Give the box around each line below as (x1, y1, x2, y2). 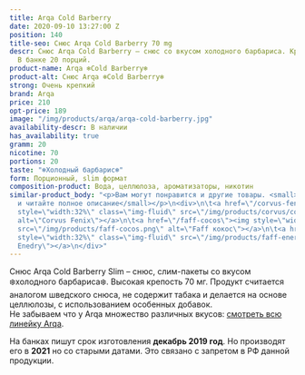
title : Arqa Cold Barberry (9, 13, 112, 23)
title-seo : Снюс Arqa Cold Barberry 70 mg (9, 38, 172, 48)
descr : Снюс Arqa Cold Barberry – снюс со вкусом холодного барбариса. (9, 47, 286, 56)
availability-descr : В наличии (9, 123, 128, 133)
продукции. (9, 355, 54, 366)
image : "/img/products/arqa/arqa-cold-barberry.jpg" (9, 114, 213, 123)
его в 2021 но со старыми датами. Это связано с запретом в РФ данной (9, 346, 290, 357)
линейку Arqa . (9, 319, 64, 330)
